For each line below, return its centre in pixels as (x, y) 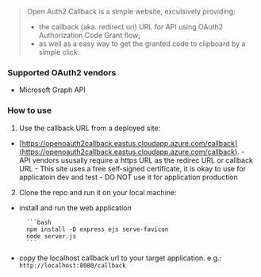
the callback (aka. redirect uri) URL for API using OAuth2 (131, 27)
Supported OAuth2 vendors (62, 72)
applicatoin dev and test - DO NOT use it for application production (129, 177)
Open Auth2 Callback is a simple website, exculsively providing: (131, 12)
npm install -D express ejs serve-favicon (98, 229)
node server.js (52, 236)
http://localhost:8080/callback (72, 265)
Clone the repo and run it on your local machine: (98, 192)
